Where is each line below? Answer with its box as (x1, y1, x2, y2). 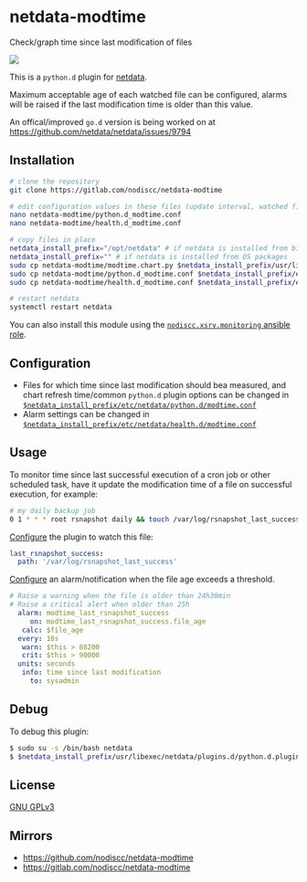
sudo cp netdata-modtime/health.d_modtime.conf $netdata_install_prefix (9, 278, 292, 287)
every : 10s (17, 634, 59, 643)
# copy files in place (9, 236, 96, 245)
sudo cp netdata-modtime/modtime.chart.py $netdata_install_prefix (9, 260, 272, 270)
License (9, 777, 56, 793)
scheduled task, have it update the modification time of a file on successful (9, 478, 292, 489)
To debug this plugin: (9, 726, 90, 737)
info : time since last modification (21, 668, 162, 677)
